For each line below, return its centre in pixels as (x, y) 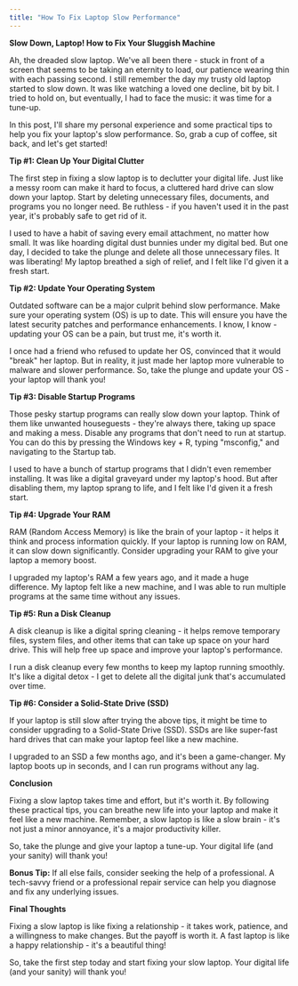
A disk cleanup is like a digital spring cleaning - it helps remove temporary (145, 630)
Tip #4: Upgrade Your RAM (60, 514)
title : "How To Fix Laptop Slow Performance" (95, 17)
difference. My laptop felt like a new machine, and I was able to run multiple (148, 586)
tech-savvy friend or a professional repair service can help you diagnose (143, 882)
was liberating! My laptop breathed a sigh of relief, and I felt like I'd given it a (149, 261)
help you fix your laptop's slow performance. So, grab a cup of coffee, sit (143, 133)
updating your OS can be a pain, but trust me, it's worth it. (116, 334)
